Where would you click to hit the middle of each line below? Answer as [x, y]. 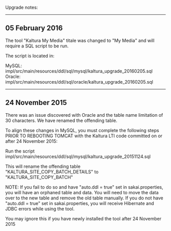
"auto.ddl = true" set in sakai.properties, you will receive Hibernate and [80, 203]
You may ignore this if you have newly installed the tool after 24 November [83, 218]
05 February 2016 [34, 28]
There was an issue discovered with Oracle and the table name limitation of [84, 115]
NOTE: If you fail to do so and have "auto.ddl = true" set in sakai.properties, [84, 187]
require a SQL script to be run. [37, 46]
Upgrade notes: [22, 7]
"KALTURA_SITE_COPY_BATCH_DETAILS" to [52, 172]
